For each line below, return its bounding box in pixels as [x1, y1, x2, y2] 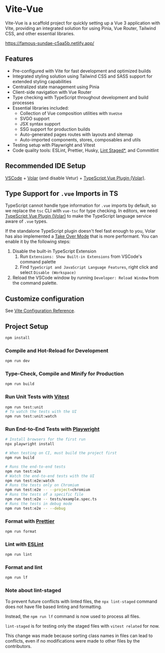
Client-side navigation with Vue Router [12, 89, 92, 95]
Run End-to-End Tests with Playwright [5, 426, 100, 433]
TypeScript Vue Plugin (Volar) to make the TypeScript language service [5, 213, 152, 219]
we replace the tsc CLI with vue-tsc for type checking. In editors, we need [5, 208, 158, 214]
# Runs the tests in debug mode [5, 501, 72, 506]
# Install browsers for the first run [5, 437, 86, 442]
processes [12, 100, 34, 106]
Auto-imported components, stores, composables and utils [19, 136, 141, 142]
